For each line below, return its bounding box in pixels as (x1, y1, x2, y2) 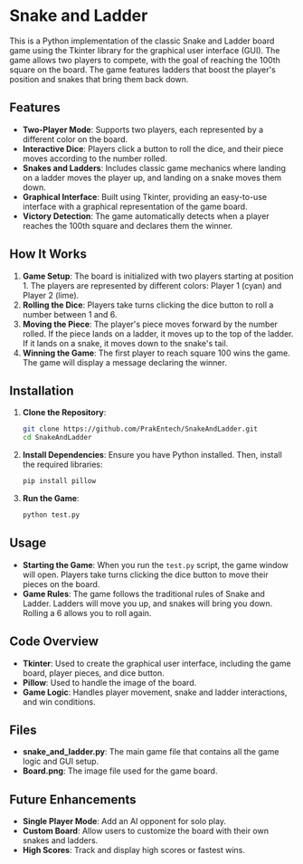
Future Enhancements (9, 792, 137, 807)
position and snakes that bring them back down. (9, 73, 189, 84)
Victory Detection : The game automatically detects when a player (22, 210, 270, 222)
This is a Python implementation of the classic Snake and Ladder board (9, 35, 275, 46)
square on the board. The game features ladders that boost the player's (9, 64, 276, 75)
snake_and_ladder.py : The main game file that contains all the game (22, 746, 279, 757)
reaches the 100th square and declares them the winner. (22, 220, 233, 231)
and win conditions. (22, 696, 97, 707)
